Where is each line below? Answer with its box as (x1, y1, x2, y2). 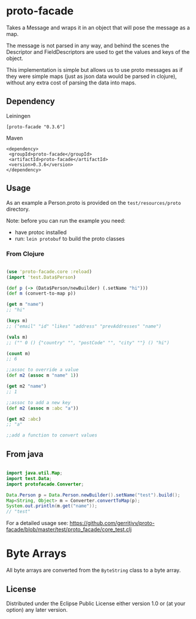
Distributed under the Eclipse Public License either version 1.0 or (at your (6, 600, 186, 607)
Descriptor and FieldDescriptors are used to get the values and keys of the (6, 48, 190, 55)
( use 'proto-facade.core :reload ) (6, 268, 93, 275)
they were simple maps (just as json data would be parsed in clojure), (6, 72, 177, 80)
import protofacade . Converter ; (6, 481, 84, 487)
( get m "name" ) (6, 301, 44, 308)
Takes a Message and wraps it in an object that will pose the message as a (6, 24, 190, 31)
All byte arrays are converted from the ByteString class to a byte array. (6, 567, 181, 574)
